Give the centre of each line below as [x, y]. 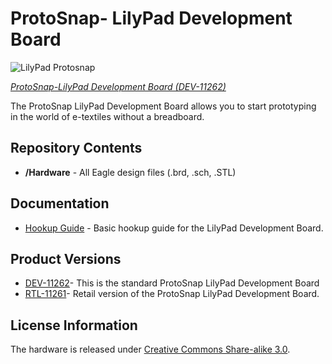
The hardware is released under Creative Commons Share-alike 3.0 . [150, 349]
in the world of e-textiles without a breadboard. [107, 116]
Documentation [60, 203]
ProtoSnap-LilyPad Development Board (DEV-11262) [118, 86]
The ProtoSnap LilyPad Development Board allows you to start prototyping [163, 106]
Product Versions [66, 258]
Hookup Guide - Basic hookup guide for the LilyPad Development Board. [174, 228]
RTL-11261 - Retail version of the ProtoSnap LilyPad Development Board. [172, 294]
